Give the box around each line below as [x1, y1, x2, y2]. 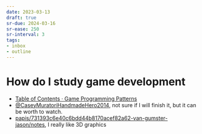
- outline [6, 49, 32, 55]
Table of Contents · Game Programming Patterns [15, 95, 138, 102]
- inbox [6, 43, 26, 49]
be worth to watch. [15, 108, 63, 115]
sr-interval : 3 [6, 32, 45, 38]
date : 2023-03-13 [6, 9, 50, 15]
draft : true [6, 15, 37, 21]
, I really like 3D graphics [44, 121, 106, 128]
